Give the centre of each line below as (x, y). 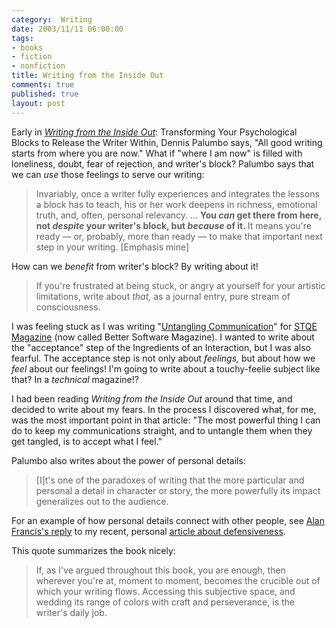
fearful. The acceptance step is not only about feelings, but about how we (163, 358)
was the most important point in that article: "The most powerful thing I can (166, 420)
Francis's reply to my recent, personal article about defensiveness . (148, 531)
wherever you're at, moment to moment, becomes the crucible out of (178, 580)
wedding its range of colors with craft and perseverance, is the (165, 602)
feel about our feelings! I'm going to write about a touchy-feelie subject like (166, 368)
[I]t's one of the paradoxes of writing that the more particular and (170, 480)
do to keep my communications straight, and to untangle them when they (162, 430)
